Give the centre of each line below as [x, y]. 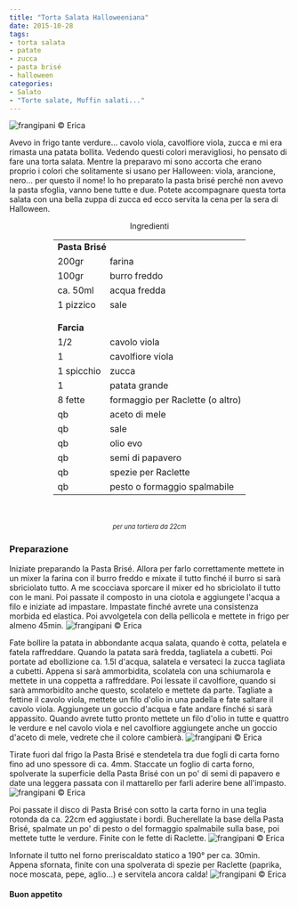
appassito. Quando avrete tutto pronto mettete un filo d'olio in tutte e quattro [149, 718]
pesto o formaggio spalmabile [172, 487]
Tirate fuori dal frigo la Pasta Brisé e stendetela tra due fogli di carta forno [145, 754]
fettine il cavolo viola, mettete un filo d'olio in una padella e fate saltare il [141, 699]
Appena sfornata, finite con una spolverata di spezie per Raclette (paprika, [145, 864]
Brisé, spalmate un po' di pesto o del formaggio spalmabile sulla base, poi [145, 828]
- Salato [25, 92]
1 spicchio [79, 371]
